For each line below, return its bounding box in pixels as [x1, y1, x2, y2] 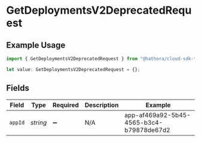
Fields [6, 83, 30, 93]
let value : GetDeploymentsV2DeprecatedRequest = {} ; [6, 66, 141, 72]
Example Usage [6, 40, 66, 50]
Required [52, 101, 79, 109]
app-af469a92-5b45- [124, 111, 191, 119]
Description [84, 101, 119, 109]
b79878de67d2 [124, 126, 170, 134]
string [30, 118, 47, 126]
